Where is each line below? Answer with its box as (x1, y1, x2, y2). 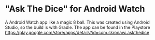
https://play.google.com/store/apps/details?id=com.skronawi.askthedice (5, 29, 150, 35)
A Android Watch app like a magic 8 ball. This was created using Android (5, 19, 150, 25)
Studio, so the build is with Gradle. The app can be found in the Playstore (5, 24, 151, 30)
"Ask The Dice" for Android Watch (5, 3, 145, 14)
